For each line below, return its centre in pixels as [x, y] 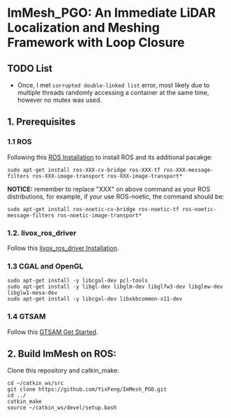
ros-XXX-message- [188, 170]
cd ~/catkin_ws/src [36, 383]
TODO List [30, 68]
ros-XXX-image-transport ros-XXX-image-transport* [107, 176]
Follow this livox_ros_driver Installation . [63, 248]
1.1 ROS [20, 142]
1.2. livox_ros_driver [42, 233]
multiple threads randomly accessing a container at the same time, [113, 93]
